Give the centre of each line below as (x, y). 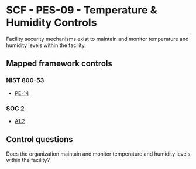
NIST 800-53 (25, 80)
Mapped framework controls (59, 64)
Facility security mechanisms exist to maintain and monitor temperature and (97, 39)
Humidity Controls (51, 23)
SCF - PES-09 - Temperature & (82, 10)
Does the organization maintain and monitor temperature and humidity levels (98, 154)
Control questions (39, 139)
